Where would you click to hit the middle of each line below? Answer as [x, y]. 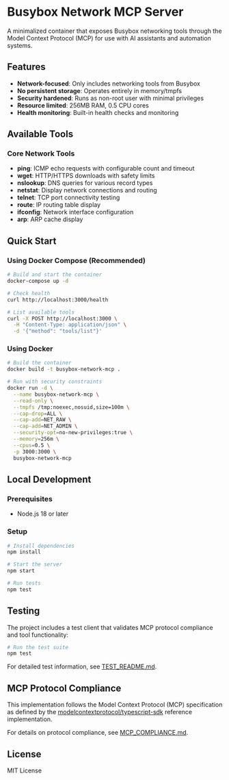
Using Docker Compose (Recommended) [76, 260]
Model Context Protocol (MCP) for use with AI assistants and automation [109, 38]
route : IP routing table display [59, 205]
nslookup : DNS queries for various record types [85, 183]
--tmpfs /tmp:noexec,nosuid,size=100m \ [71, 407]
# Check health [29, 293]
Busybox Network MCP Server [95, 12]
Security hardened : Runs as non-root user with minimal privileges [110, 98]
